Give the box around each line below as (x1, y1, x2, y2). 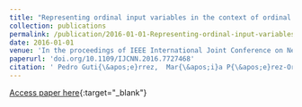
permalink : (9, 29, 50, 38)
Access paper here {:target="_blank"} (9, 86, 147, 98)
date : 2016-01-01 (9, 37, 75, 47)
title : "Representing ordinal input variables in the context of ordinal (9, 12, 292, 22)
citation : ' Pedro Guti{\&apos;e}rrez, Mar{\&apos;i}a (9, 63, 223, 72)
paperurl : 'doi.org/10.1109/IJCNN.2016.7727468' (9, 54, 195, 63)
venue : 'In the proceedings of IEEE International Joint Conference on (9, 46, 283, 55)
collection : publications (9, 21, 106, 30)
